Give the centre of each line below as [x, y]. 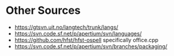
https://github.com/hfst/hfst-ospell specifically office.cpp [86, 40]
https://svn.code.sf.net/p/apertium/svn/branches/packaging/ [91, 46]
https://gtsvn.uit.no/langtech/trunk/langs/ [66, 27]
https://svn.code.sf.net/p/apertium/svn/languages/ [78, 33]
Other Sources [43, 11]
